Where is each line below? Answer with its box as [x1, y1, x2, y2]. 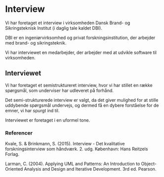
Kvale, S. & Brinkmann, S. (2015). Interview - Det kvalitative [5, 141, 125, 147]
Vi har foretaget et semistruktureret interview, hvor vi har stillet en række [5, 82, 153, 88]
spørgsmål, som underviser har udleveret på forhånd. [5, 88, 114, 93]
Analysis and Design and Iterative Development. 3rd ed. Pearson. [24, 166, 157, 172]
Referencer [5, 130, 33, 136]
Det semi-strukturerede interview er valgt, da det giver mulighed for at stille [5, 97, 159, 103]
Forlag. [5, 151, 20, 157]
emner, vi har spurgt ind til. [5, 107, 60, 113]
